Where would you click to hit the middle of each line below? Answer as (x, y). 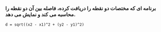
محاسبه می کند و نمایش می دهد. (41, 14)
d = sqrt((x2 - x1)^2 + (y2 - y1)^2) (45, 25)
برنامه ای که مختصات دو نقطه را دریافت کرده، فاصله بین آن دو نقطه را (80, 8)
